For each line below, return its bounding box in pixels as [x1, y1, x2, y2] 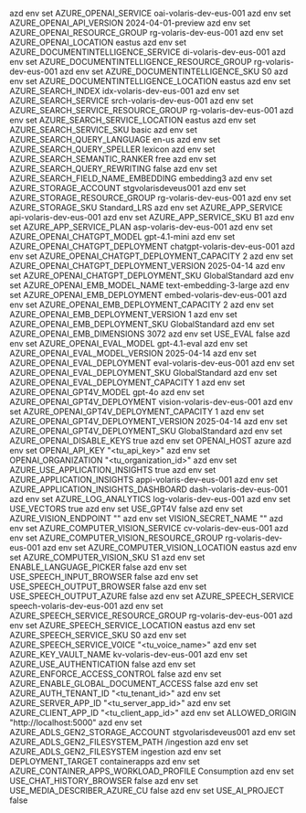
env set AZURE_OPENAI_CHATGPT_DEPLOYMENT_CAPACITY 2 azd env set [9, 251, 294, 262]
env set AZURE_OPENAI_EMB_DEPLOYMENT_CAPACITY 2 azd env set [9, 299, 274, 310]
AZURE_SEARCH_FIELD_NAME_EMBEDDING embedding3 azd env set [9, 173, 272, 184]
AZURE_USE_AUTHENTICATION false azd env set [9, 658, 196, 669]
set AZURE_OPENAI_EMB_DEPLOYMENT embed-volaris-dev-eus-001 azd [9, 290, 288, 300]
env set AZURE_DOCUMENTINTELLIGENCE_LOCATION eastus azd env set [9, 76, 291, 86]
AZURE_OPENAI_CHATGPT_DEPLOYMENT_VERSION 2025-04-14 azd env [9, 261, 286, 271]
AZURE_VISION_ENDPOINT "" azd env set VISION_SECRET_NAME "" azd [9, 513, 283, 524]
